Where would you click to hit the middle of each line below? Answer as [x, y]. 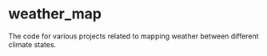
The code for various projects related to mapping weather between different [133, 36]
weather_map [55, 14]
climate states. [32, 44]
